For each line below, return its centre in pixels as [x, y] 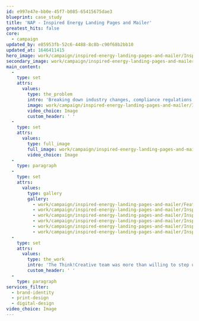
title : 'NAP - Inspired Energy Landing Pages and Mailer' [79, 23]
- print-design [30, 298]
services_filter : [28, 287]
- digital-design [33, 304]
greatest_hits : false [33, 28]
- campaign [25, 39]
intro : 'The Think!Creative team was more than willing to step [108, 265]
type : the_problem [50, 94]
